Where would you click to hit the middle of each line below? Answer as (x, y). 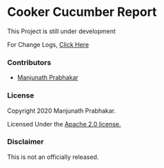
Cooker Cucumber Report (82, 12)
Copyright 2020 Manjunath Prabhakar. (61, 111)
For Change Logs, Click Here (48, 44)
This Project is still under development (61, 31)
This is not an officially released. (53, 157)
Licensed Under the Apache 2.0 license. (64, 124)
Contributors (29, 62)
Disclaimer (25, 142)
